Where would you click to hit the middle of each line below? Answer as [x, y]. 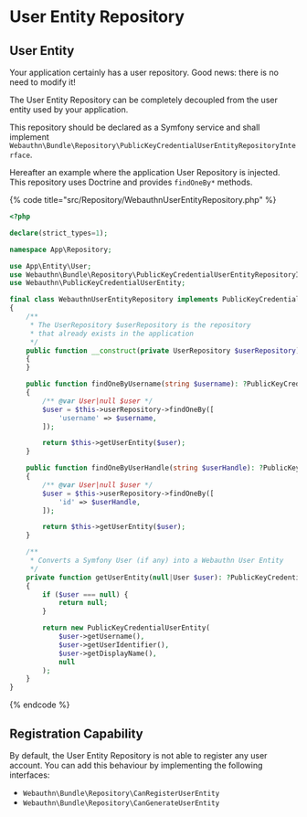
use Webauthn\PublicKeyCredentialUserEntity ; [97, 283]
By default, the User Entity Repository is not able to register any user [138, 755]
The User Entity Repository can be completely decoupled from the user [144, 100]
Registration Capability [76, 733]
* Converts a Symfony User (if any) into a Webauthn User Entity [157, 560]
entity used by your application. [69, 110]
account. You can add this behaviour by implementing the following [136, 765]
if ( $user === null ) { [85, 594]
